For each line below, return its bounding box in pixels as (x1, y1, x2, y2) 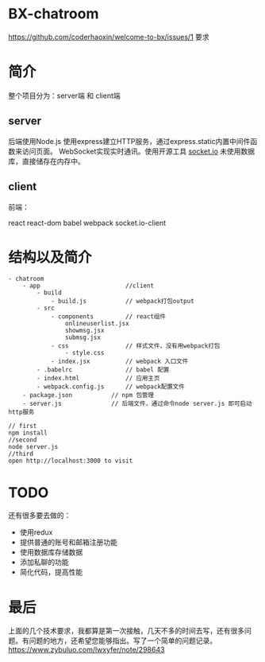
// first (8, 423, 37, 430)
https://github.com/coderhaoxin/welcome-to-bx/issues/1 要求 (8, 32, 210, 41)
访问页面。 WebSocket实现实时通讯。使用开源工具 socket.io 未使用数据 (21, 146, 255, 156)
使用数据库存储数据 (19, 547, 83, 557)
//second (8, 436, 37, 444)
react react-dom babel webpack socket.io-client (8, 218, 167, 228)
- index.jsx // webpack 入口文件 (50, 357, 189, 366)
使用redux (19, 528, 53, 537)
